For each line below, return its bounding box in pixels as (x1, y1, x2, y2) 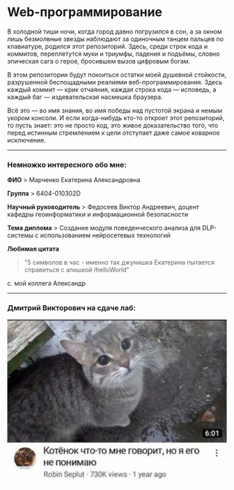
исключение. (7, 135, 47, 144)
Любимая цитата (7, 245, 59, 253)
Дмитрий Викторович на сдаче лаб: (7, 303, 136, 313)
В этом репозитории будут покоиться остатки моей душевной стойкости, (7, 70, 227, 79)
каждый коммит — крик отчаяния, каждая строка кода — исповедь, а (7, 85, 217, 94)
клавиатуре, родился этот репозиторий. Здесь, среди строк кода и (7, 42, 208, 50)
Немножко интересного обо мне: (7, 160, 127, 170)
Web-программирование (7, 4, 162, 20)
